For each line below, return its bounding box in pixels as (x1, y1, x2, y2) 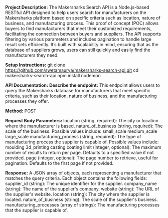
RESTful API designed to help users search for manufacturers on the (5, 10, 147, 16)
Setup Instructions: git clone (5, 62, 66, 68)
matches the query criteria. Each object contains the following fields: (5, 175, 147, 181)
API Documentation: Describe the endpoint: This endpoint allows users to (5, 82, 160, 88)
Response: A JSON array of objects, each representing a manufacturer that (5, 170, 161, 176)
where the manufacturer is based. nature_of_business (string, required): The (5, 123, 163, 129)
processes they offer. (5, 98, 49, 104)
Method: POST (5, 108, 37, 114)
